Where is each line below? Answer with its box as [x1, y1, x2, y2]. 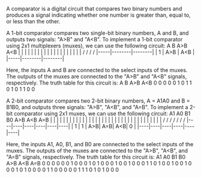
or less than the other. [6, 18, 61, 25]
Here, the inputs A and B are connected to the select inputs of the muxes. [6, 67, 188, 74]
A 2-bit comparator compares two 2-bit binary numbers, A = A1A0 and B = [6, 97, 190, 104]
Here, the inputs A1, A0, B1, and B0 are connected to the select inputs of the [6, 141, 194, 147]
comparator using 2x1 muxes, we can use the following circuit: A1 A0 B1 [14, 110, 191, 117]
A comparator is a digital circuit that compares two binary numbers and [6, 5, 182, 12]
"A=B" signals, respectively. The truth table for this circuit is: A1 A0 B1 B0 [6, 153, 186, 161]
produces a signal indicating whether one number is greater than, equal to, [6, 11, 191, 19]
